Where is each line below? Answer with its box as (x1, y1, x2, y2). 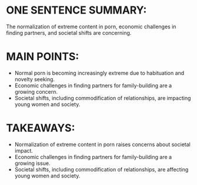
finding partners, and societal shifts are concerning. (6, 29, 132, 36)
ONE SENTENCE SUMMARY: (6, 4, 147, 17)
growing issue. (14, 160, 51, 167)
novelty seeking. (14, 75, 55, 82)
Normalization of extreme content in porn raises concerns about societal (14, 141, 191, 148)
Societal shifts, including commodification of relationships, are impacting (14, 94, 191, 101)
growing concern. (14, 88, 58, 95)
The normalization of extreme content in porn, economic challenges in (6, 23, 176, 30)
